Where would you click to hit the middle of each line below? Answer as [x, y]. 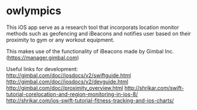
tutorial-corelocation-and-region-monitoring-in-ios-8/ [72, 94]
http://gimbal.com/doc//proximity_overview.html [65, 88]
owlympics [34, 11]
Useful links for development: [42, 69]
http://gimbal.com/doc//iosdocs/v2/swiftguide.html [69, 75]
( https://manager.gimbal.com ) [43, 57]
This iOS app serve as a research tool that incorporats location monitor [93, 27]
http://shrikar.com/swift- [154, 88]
